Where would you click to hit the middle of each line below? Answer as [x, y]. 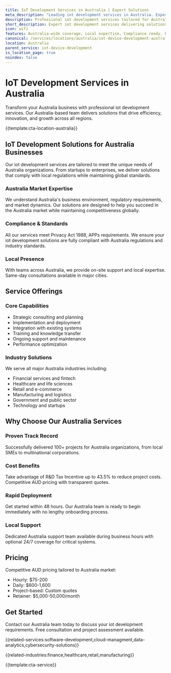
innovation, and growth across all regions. [49, 118]
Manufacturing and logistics [42, 395]
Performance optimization [40, 344]
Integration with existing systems [47, 328]
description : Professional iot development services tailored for [77, 19]
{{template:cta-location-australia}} [41, 128]
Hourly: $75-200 [30, 580]
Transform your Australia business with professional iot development [77, 108]
